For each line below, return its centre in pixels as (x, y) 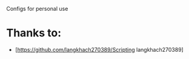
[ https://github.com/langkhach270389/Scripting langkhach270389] (99, 49)
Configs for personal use (37, 9)
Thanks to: (34, 33)
